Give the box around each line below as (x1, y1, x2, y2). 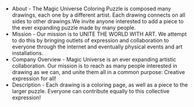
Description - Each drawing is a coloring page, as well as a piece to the (11, 81, 188, 88)
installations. (11, 50, 44, 56)
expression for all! (11, 75, 56, 82)
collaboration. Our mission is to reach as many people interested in (11, 62, 178, 69)
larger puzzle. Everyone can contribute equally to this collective (11, 88, 170, 94)
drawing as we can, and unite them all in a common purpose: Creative (11, 69, 185, 75)
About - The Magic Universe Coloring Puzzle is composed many (11, 5, 171, 12)
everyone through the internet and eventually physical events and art (11, 43, 183, 50)
